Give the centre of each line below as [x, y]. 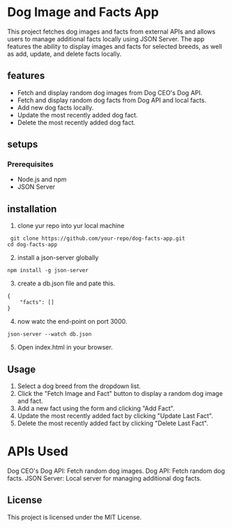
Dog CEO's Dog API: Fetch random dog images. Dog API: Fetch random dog [116, 471]
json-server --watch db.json [49, 334]
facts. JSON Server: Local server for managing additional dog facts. [105, 478]
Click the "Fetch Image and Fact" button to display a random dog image [120, 394]
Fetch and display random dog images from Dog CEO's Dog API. [110, 92]
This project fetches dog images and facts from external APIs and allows [111, 31]
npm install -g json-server [48, 271]
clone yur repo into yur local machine [71, 226]
